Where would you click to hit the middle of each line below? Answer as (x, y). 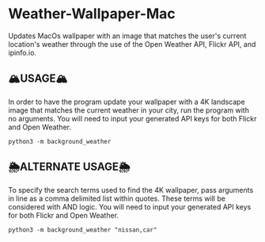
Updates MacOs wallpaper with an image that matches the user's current (127, 36)
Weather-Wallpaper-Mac (92, 14)
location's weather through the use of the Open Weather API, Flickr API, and (132, 44)
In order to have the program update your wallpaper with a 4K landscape (127, 102)
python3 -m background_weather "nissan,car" (83, 230)
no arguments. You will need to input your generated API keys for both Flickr (132, 118)
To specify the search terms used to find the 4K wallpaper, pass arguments (131, 190)
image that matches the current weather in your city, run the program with (129, 110)
